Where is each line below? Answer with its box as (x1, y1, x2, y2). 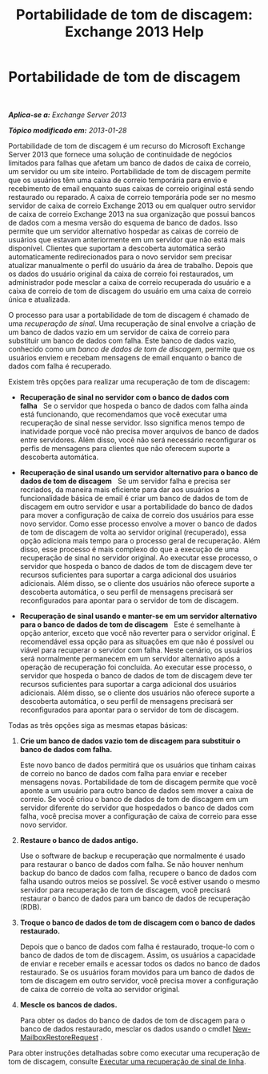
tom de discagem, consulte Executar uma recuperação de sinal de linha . (8, 1056, 246, 1066)
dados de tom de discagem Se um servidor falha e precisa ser (19, 476, 231, 486)
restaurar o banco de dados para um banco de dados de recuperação (19, 893, 250, 903)
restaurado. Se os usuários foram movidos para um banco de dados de (19, 967, 255, 977)
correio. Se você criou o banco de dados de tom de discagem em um (19, 794, 249, 803)
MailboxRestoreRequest (19, 1032, 98, 1042)
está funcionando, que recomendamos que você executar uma (19, 409, 228, 419)
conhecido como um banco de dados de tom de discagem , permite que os (8, 344, 255, 354)
